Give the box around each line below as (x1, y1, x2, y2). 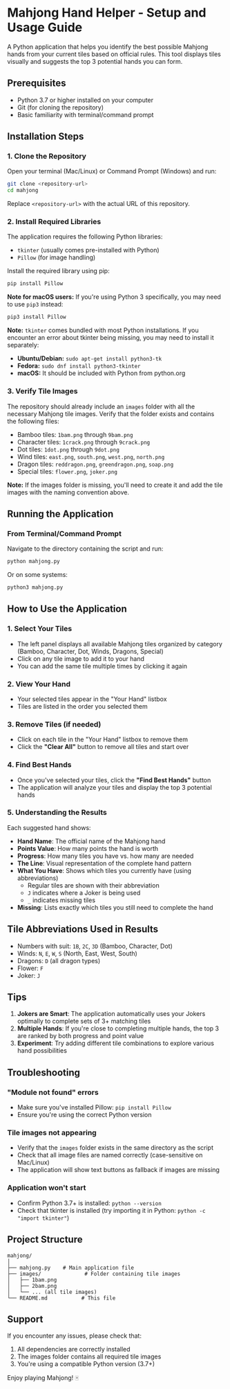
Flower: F (17, 964, 44, 972)
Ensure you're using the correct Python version (17, 1111, 152, 1119)
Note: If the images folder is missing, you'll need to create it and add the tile (7, 481, 223, 489)
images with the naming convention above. (7, 488, 130, 497)
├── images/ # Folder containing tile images (7, 1270, 181, 1277)
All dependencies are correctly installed (17, 1345, 131, 1354)
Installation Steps (7, 130, 84, 143)
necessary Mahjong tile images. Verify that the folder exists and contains (7, 409, 215, 417)
